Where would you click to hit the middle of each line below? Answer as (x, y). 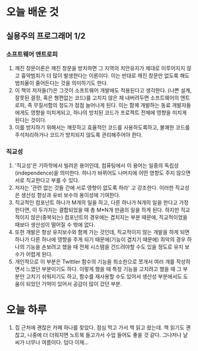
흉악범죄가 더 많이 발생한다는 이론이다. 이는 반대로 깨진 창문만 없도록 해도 (106, 75)
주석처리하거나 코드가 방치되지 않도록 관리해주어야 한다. (79, 134)
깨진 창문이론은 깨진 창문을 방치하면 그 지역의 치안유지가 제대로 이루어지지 (100, 68)
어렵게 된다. (39, 255)
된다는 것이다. (31, 120)
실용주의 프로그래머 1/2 (46, 36)
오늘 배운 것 (33, 12)
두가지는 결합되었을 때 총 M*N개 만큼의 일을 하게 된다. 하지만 (109, 210)
